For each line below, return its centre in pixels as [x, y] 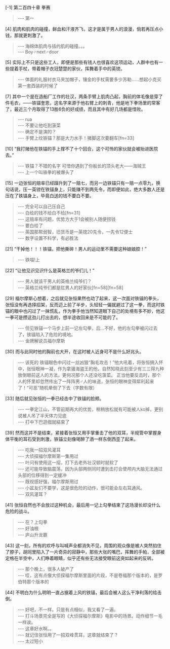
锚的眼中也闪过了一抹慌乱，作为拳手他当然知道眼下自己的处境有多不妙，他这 [85, 311]
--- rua [25, 119]
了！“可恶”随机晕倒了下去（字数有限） [57, 388]
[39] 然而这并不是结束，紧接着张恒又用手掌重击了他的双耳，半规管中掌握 [81, 433]
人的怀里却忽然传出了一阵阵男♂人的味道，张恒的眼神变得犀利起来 [86, 381]
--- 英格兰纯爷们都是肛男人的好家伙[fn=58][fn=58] [70, 287]
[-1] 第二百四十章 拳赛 [28, 7]
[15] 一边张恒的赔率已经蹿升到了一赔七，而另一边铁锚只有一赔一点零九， [81, 183]
